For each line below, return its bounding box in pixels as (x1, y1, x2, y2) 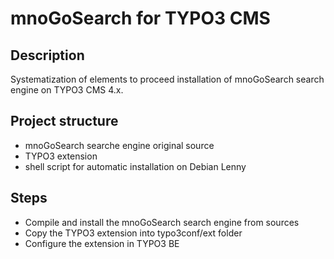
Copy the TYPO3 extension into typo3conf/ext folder (24, 227, 243, 239)
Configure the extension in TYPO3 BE (24, 237, 180, 249)
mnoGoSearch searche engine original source (24, 139, 215, 151)
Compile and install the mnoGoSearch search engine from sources (24, 216, 300, 228)
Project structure (10, 113, 119, 130)
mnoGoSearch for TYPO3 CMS (10, 7, 271, 30)
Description (10, 47, 85, 64)
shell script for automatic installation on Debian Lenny (24, 160, 247, 172)
